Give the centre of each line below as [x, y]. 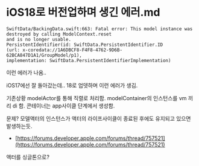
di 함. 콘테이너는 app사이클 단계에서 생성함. [64, 106]
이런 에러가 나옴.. [27, 72]
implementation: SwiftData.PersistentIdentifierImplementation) [89, 60]
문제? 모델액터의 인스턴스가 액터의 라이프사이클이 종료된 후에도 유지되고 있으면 [99, 118]
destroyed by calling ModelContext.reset [59, 34]
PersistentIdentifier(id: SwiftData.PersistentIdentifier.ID [85, 45]
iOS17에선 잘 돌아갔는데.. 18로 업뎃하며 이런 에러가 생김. [72, 85]
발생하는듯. [19, 126]
